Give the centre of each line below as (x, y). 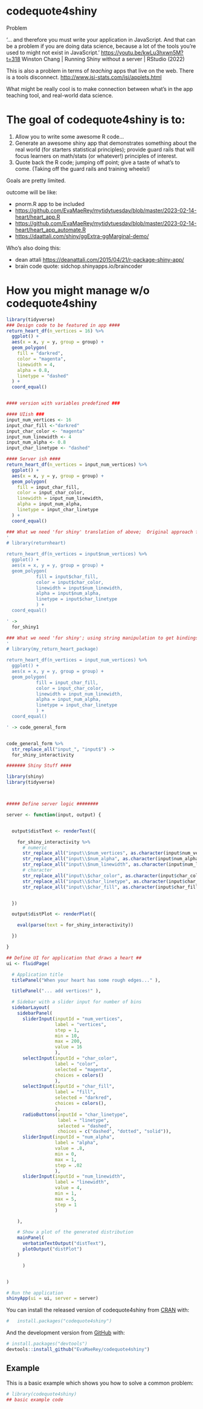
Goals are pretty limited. (36, 181)
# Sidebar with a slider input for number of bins (77, 1002)
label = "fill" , (75, 1092)
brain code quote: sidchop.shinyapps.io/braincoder (79, 266)
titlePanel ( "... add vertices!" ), (56, 991)
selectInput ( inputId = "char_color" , (70, 1058)
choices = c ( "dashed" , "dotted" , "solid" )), (114, 1132)
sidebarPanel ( (35, 1013)
